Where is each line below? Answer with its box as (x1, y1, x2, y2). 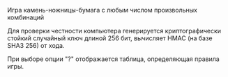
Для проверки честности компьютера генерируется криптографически (7, 27, 222, 35)
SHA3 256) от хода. (7, 42, 65, 49)
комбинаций (7, 13, 45, 22)
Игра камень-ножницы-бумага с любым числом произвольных (7, 6, 197, 14)
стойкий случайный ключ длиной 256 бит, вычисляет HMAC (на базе (7, 34, 213, 42)
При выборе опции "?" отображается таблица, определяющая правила (7, 55, 220, 63)
